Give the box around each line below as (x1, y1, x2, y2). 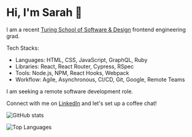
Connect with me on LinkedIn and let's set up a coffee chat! (6, 100, 157, 107)
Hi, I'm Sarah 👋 (6, 6, 83, 20)
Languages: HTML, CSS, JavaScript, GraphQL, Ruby (15, 56, 148, 63)
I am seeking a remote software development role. (6, 87, 134, 95)
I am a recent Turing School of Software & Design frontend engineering (6, 26, 186, 33)
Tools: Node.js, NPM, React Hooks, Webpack (15, 69, 129, 76)
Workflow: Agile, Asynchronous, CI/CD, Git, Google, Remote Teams (15, 76, 185, 83)
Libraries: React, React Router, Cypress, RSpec (15, 63, 134, 70)
